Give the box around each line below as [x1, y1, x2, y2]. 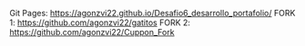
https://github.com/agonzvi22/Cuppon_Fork [9, 27, 175, 37]
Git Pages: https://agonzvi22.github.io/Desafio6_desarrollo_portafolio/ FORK [9, 8, 296, 18]
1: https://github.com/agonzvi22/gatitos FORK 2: [9, 17, 191, 28]
